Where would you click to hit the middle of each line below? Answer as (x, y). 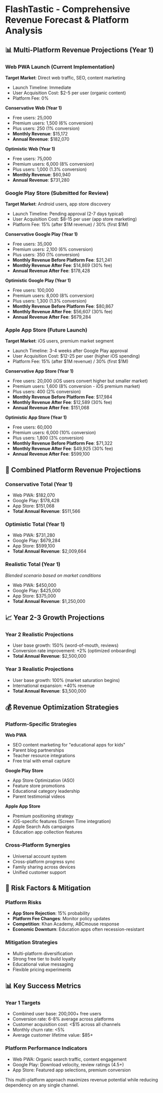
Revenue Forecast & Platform (67, 20)
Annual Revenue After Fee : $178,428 (51, 271)
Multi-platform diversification (43, 953)
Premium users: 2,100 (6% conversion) (53, 249)
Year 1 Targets (23, 1003)
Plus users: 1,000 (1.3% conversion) (50, 169)
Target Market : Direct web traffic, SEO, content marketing (65, 78)
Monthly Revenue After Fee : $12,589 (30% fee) (62, 402)
